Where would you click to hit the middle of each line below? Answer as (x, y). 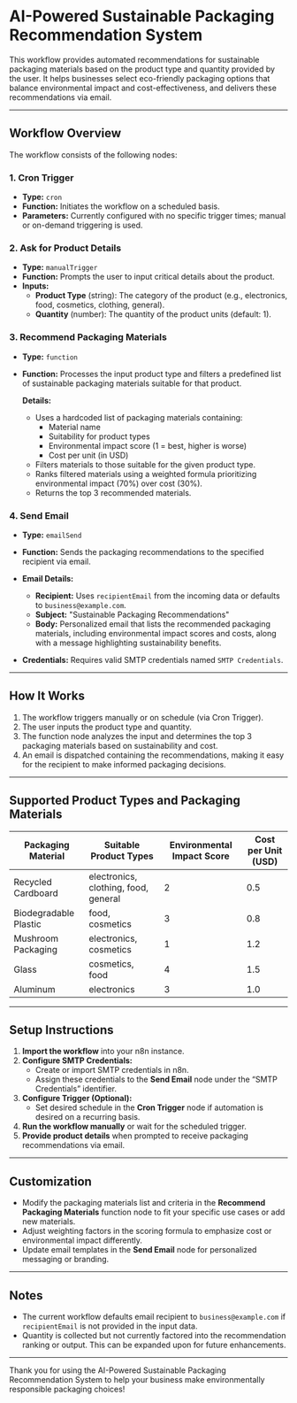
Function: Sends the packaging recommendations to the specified (143, 551)
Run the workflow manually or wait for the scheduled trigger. (134, 1127)
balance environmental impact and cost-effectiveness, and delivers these (143, 88)
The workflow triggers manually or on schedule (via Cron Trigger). (142, 717)
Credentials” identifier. (76, 1089)
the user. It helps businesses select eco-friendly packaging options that (140, 78)
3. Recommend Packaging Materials (88, 337)
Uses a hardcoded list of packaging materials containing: (139, 417)
